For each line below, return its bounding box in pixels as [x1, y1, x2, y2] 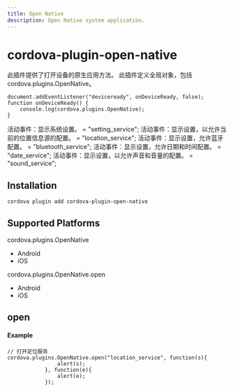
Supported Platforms [7, 217, 100, 229]
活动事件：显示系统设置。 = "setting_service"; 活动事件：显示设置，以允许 [7, 125, 220, 134]
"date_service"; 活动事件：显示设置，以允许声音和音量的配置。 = [7, 151, 194, 160]
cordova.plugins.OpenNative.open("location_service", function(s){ [7, 354, 208, 361]
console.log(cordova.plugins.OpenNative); [20, 106, 145, 113]
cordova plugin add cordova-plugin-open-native [7, 198, 149, 205]
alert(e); [57, 372, 86, 379]
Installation [7, 179, 57, 191]
